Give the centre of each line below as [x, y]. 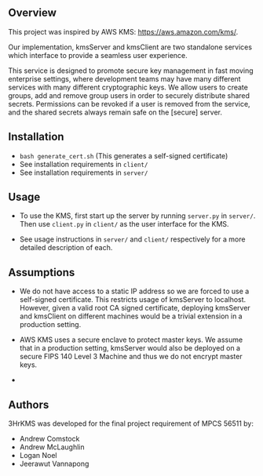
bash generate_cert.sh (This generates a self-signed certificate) [124, 155]
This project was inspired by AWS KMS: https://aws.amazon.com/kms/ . [123, 31]
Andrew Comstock [49, 439]
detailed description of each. [66, 248]
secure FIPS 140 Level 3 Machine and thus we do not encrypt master [131, 357]
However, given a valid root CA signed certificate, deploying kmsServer [135, 308]
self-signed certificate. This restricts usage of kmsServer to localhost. [133, 300]
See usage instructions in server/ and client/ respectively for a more [132, 239]
